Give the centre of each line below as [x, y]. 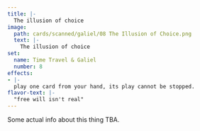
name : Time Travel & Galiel [55, 60]
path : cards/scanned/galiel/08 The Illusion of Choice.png [103, 34]
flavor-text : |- [31, 93]
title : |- [22, 14]
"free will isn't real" [49, 100]
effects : [20, 73]
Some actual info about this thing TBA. [63, 120]
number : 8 [28, 67]
